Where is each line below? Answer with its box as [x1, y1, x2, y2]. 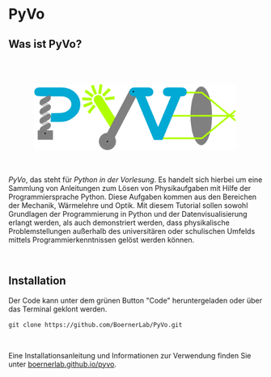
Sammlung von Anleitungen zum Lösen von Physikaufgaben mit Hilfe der [8, 183, 252, 193]
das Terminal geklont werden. [8, 304, 108, 314]
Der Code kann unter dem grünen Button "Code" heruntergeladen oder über [8, 295, 263, 305]
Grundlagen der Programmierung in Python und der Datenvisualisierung [8, 209, 248, 218]
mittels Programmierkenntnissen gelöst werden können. [8, 235, 195, 244]
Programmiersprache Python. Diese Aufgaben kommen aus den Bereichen [8, 192, 257, 201]
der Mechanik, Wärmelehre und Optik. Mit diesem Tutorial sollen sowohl [8, 200, 248, 210]
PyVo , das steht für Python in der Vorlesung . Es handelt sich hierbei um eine [8, 175, 263, 184]
